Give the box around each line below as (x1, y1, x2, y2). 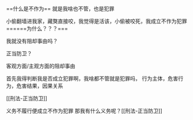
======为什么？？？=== (6, 25, 68, 32)
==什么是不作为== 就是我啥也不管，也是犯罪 (6, 5, 115, 12)
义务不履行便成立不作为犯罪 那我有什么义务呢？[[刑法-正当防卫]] (6, 108, 162, 114)
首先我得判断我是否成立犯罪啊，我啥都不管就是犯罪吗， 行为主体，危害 (6, 75, 178, 82)
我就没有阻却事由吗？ (6, 38, 58, 44)
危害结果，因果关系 (16, 82, 63, 89)
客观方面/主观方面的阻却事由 (6, 62, 76, 69)
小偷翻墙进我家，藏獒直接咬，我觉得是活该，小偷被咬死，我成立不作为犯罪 (6, 18, 187, 25)
